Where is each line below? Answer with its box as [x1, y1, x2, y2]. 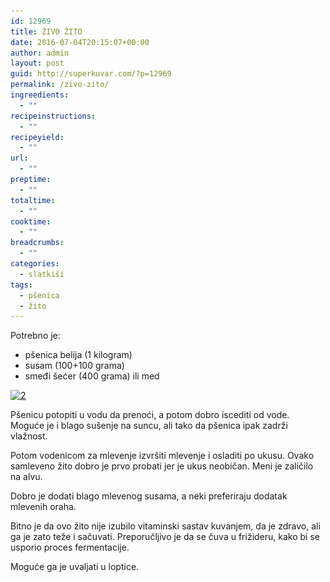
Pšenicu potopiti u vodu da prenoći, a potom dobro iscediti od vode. [10, 409, 290, 421]
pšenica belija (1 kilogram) [24, 349, 133, 361]
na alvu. [10, 471, 43, 483]
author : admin [10, 48, 70, 58]
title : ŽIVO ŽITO [10, 26, 83, 37]
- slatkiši [19, 269, 65, 279]
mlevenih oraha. [10, 501, 77, 513]
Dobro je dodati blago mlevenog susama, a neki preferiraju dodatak [10, 490, 288, 502]
